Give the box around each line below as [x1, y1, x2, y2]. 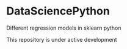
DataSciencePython [6, 4, 110, 18]
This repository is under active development [6, 36, 117, 43]
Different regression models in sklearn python [6, 24, 122, 31]
